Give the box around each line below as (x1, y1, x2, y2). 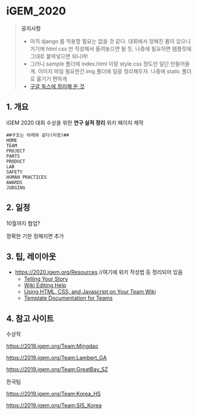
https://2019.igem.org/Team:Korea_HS (6, 390, 101, 398)
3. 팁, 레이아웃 (6, 251, 56, 262)
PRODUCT (6, 158, 26, 165)
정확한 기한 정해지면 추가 (6, 232, 64, 240)
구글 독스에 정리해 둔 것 (29, 82, 85, 89)
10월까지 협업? (6, 219, 41, 226)
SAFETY (6, 169, 23, 175)
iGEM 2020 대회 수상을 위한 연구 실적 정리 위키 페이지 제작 (6, 119, 144, 126)
